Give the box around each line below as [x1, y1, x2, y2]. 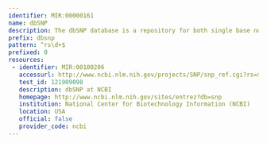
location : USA [18, 108, 66, 116]
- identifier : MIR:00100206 [11, 64, 105, 71]
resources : [8, 56, 44, 64]
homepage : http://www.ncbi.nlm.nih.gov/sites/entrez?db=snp [18, 93, 222, 101]
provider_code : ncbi [18, 122, 87, 130]
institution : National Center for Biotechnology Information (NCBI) [18, 100, 250, 108]
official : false [18, 115, 73, 123]
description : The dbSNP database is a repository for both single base [8, 26, 250, 34]
